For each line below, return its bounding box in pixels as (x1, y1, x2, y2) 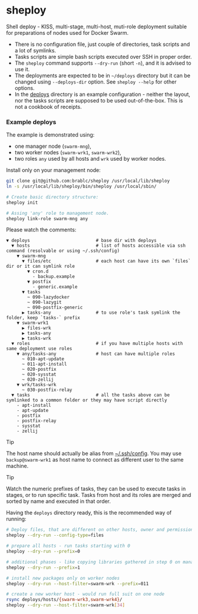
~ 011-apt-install (21, 361, 67, 367)
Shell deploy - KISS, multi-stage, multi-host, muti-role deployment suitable (6, 23, 187, 30)
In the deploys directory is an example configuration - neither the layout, (14, 91, 190, 98)
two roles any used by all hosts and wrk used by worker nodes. (14, 155, 166, 162)
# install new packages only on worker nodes (6, 575, 120, 581)
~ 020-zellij (21, 377, 54, 383)
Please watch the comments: (6, 226, 77, 233)
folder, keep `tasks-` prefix (6, 315, 81, 321)
